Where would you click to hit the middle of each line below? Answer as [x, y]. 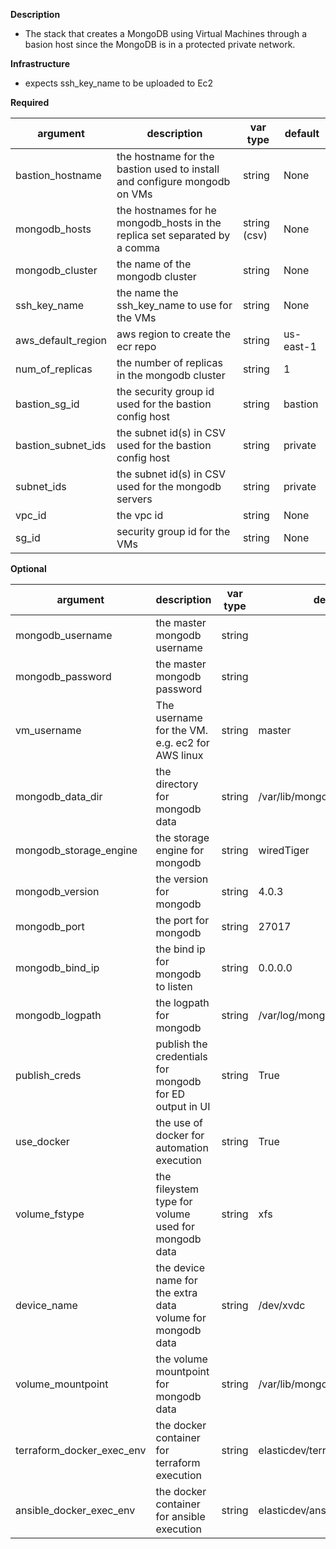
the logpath [182, 1002]
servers [134, 499]
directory [177, 784]
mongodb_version [57, 891]
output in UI [183, 1106]
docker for [180, 1135]
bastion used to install [168, 169]
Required [30, 102]
